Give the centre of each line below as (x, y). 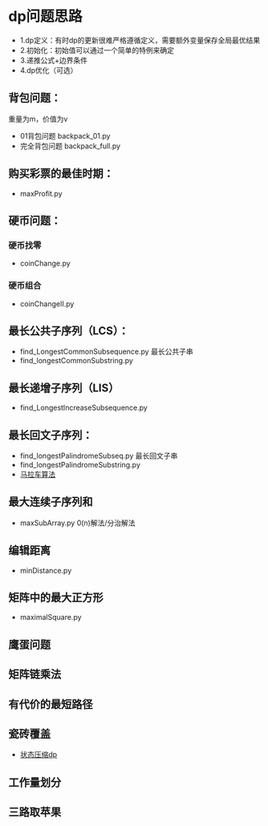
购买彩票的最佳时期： (61, 174)
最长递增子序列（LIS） (64, 388)
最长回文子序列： (51, 435)
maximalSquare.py (51, 617)
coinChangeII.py (47, 304)
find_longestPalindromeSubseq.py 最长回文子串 (99, 456)
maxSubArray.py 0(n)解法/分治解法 (77, 523)
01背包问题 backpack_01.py (65, 136)
